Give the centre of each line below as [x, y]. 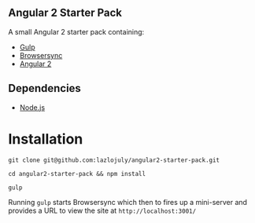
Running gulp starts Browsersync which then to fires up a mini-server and [128, 202]
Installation [46, 139]
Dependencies [44, 88]
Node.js [32, 107]
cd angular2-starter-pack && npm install [77, 174]
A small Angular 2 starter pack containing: [76, 31]
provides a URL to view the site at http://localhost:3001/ [102, 210]
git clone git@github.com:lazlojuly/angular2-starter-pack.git [114, 160]
